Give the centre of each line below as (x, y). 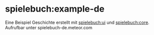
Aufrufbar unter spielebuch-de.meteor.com (49, 27)
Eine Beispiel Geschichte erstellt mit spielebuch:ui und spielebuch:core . (77, 22)
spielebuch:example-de (55, 9)
